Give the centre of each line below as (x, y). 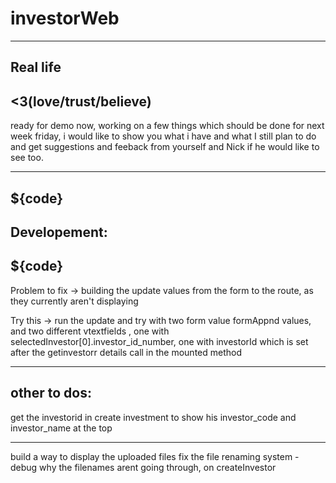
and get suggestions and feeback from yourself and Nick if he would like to (165, 147)
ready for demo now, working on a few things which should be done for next (167, 126)
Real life (36, 67)
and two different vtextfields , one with (90, 331)
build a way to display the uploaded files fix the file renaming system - (155, 456)
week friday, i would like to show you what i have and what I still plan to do (163, 136)
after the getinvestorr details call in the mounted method (126, 352)
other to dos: (51, 393)
